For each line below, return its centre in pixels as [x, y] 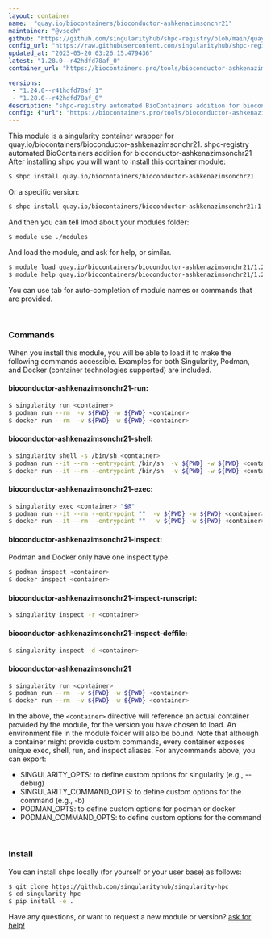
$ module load [32, 267]
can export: [27, 759]
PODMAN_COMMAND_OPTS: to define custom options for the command [140, 818]
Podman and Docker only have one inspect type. [90, 557]
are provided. [31, 299]
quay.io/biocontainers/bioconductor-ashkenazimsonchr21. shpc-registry [129, 144]
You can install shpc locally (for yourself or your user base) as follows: [125, 872]
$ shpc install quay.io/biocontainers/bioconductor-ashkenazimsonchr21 [131, 177]
